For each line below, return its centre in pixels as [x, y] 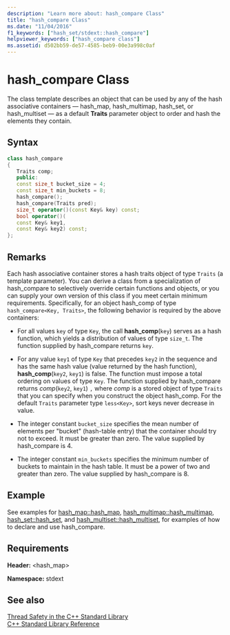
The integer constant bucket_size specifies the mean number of [108, 423]
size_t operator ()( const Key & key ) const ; [78, 210]
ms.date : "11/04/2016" [40, 26]
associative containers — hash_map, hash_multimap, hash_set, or [101, 106]
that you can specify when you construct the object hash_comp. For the [119, 395]
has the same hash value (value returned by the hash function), [107, 366]
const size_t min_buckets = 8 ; [61, 190]
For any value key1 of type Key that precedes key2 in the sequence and [117, 359]
